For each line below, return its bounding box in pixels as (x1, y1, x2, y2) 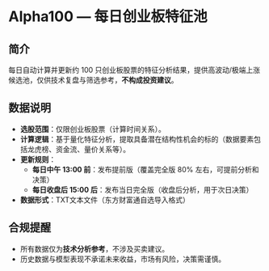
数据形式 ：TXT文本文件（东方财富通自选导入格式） (19, 195, 190, 205)
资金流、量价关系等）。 (55, 144, 131, 154)
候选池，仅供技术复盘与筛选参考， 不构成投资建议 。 (8, 75, 179, 85)
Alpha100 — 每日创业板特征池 (8, 7, 208, 26)
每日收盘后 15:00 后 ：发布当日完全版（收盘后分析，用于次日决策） (32, 184, 254, 194)
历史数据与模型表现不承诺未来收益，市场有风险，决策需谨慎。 (19, 254, 226, 264)
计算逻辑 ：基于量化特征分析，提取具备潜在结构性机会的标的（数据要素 (19, 134, 254, 144)
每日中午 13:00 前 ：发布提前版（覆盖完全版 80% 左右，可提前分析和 (32, 164, 259, 174)
